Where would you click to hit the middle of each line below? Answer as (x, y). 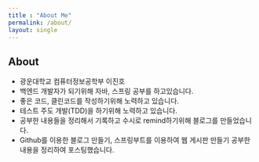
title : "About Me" (40, 15)
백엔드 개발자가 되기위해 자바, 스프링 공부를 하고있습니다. (106, 92)
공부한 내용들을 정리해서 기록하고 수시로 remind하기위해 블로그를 (119, 121)
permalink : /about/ (40, 23)
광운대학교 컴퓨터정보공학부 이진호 (72, 81)
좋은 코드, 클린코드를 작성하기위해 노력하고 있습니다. (99, 101)
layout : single (33, 30)
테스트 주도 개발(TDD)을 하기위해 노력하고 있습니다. (98, 111)
